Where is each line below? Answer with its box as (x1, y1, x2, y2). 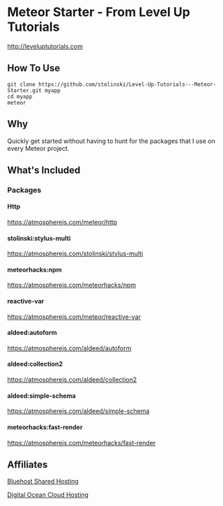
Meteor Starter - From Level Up (7, 4, 190, 20)
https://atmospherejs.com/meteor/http (7, 218, 118, 227)
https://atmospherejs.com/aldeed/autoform (7, 343, 132, 352)
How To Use (7, 62, 61, 74)
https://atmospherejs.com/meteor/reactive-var (7, 312, 141, 321)
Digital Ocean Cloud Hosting (7, 491, 89, 499)
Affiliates (7, 459, 48, 470)
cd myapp (7, 93, 33, 100)
